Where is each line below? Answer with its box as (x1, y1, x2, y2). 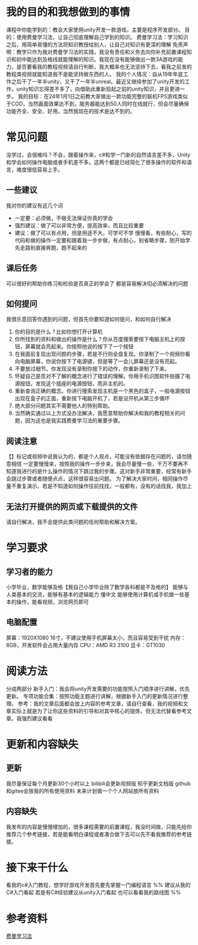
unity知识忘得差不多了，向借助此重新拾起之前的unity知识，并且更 (16, 85, 175, 92)
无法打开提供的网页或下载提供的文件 (6, 502, 138, 512)
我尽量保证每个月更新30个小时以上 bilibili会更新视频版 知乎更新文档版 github (6, 780, 191, 787)
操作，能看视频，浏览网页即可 (16, 598, 89, 605)
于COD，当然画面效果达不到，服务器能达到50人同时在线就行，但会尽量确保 (6, 100, 190, 107)
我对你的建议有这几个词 (6, 202, 63, 209)
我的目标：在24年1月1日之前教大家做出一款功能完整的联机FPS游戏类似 (17, 92, 188, 99)
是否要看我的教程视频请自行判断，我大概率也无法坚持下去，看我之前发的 (16, 63, 192, 70)
